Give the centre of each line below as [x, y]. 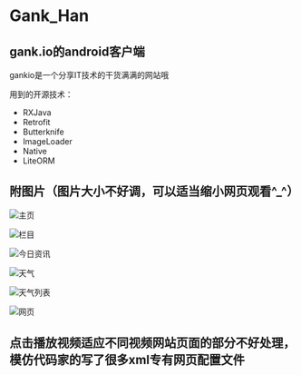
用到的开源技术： [41, 94]
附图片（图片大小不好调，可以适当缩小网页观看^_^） [154, 192]
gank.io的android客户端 [77, 51]
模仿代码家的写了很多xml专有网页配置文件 [127, 360]
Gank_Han [49, 16]
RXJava [37, 113]
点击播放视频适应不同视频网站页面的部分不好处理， [152, 343]
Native [34, 151]
